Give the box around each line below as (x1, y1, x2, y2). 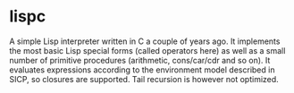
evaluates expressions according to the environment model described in (9, 64, 275, 75)
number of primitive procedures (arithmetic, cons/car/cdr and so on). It (9, 55, 271, 65)
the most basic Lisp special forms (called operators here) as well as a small (9, 45, 286, 55)
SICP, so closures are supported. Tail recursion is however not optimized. (9, 73, 279, 84)
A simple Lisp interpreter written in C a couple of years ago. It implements (9, 36, 281, 46)
